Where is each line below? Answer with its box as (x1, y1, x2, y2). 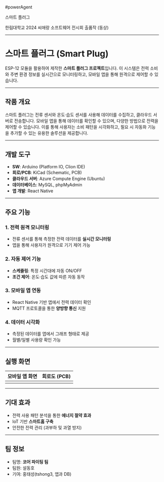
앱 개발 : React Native (12, 188, 54, 194)
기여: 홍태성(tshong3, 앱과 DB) (12, 471, 72, 477)
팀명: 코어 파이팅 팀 (12, 459, 49, 464)
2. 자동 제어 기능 (5, 255, 41, 262)
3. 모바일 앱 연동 (5, 287, 41, 294)
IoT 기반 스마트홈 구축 (12, 418, 54, 424)
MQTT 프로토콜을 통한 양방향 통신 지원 (12, 305, 86, 311)
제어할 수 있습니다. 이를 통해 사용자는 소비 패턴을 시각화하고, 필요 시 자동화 (5, 124, 147, 130)
